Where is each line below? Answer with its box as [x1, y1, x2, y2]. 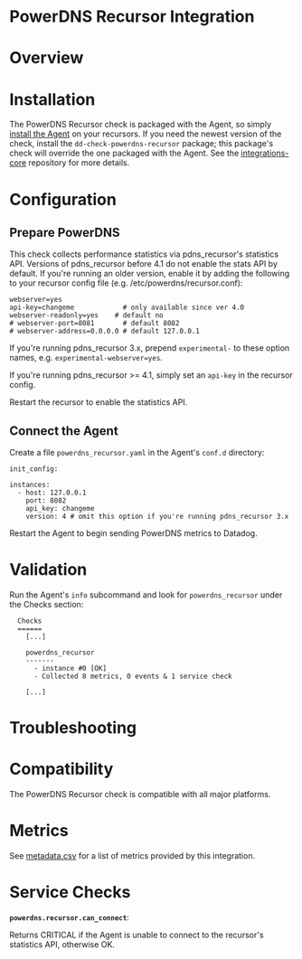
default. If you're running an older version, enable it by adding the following [9, 268, 290, 279]
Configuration [9, 189, 118, 210]
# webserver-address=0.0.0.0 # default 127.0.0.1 [9, 327, 201, 336]
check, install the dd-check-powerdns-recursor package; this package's [9, 138, 274, 149]
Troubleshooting [9, 718, 137, 738]
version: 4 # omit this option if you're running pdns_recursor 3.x [25, 512, 289, 522]
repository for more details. [28, 157, 130, 168]
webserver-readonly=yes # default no [9, 311, 165, 320]
